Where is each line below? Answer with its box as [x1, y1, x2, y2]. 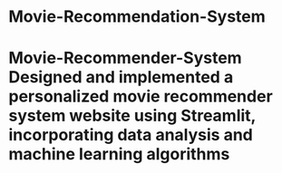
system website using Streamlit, [8, 106, 256, 126]
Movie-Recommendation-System [8, 6, 267, 27]
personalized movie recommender [8, 86, 273, 107]
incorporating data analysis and [8, 125, 253, 146]
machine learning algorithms [8, 144, 230, 165]
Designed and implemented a [8, 67, 234, 88]
